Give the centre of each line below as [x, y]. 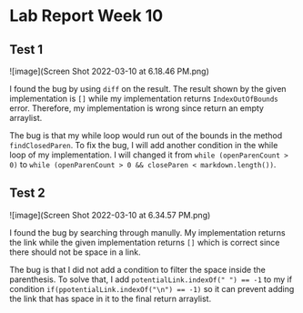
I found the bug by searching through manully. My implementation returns [147, 232]
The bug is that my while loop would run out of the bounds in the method [146, 136]
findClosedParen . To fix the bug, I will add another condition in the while [144, 145]
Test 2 [27, 193]
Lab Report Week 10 [86, 16]
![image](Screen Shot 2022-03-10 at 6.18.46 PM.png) [109, 71]
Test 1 [26, 50]
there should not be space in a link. [75, 252]
